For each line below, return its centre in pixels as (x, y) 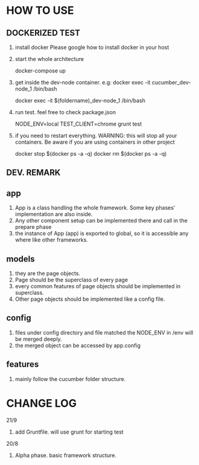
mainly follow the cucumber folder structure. (70, 379)
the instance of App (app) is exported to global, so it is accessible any (102, 234)
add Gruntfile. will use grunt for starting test (69, 432)
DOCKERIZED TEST (43, 33)
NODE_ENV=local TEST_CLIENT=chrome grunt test (78, 124)
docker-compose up (40, 71)
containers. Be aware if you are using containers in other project (95, 142)
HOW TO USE (40, 11)
